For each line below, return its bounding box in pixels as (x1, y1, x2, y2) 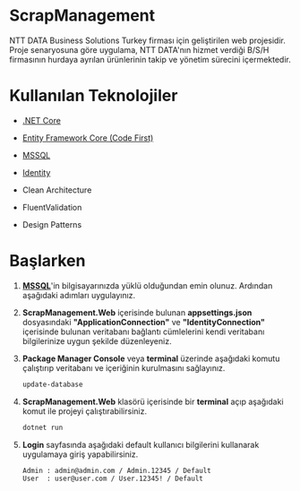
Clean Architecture (21, 185, 92, 195)
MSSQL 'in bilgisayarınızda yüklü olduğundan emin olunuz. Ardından (21, 280, 273, 291)
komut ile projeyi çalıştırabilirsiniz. (21, 405, 148, 417)
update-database (21, 380, 83, 389)
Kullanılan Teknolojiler (9, 86, 178, 106)
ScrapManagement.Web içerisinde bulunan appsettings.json (21, 306, 253, 318)
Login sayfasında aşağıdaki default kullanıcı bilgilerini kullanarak (21, 439, 260, 450)
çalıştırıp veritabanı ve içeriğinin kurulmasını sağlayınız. (21, 362, 226, 373)
